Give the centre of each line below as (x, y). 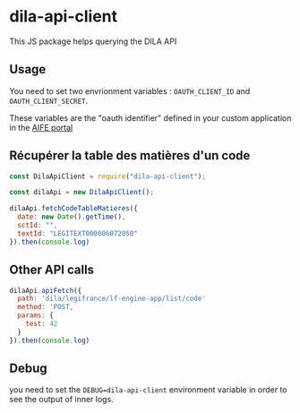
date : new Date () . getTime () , (72, 217)
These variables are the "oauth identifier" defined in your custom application (150, 117)
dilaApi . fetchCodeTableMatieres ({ (74, 209)
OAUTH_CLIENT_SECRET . (49, 100)
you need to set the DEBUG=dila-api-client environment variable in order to (149, 390)
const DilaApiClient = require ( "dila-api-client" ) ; (107, 176)
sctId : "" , (38, 226)
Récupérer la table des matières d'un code (130, 155)
